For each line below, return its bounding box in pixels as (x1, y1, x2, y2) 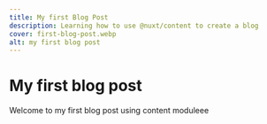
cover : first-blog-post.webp (9, 29, 117, 38)
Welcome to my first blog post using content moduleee (9, 105, 210, 116)
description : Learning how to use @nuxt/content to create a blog (9, 21, 259, 30)
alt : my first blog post (9, 37, 101, 47)
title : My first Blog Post (9, 12, 109, 22)
